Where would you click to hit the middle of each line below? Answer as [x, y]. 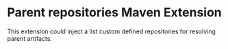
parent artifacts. [30, 38]
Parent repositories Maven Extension [115, 13]
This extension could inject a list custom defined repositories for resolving [111, 31]
